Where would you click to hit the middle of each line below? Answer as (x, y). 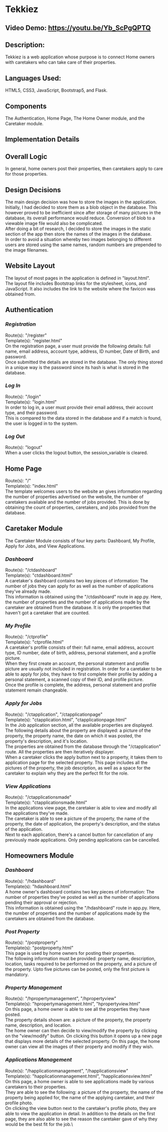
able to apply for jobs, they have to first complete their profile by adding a (81, 674)
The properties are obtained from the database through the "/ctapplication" (83, 746)
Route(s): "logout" (24, 447)
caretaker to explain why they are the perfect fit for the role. (67, 773)
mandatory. (17, 974)
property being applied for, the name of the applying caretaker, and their (80, 1097)
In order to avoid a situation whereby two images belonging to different (78, 240)
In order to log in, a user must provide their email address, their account (79, 407)
